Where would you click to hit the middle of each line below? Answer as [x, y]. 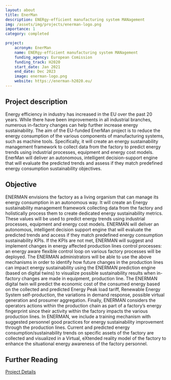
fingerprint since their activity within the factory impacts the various [77, 311]
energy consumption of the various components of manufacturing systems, [85, 136]
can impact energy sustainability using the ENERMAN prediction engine [80, 267]
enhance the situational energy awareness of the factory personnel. [77, 344]
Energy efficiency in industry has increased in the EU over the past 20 [79, 114]
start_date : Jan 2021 [37, 67]
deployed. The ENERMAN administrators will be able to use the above [78, 257]
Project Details [21, 372]
